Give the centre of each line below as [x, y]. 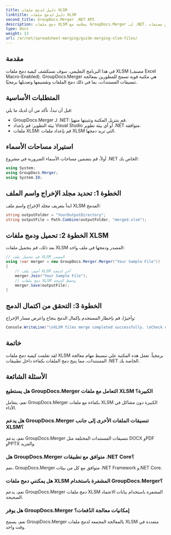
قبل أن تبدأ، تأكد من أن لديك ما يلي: [39, 110]
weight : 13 [17, 34]
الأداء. [11, 408]
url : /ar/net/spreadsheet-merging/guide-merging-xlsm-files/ [72, 39]
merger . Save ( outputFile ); [42, 285]
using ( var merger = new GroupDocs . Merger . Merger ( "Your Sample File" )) [83, 262]
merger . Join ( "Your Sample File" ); [51, 276]
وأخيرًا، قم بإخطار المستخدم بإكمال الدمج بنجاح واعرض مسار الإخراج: [71, 318]
